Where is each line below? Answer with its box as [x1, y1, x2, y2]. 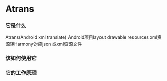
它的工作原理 [5, 69, 37, 76]
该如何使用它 [5, 55, 37, 62]
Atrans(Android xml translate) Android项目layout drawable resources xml [5, 34, 157, 40]
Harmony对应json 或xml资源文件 [14, 41, 82, 47]
